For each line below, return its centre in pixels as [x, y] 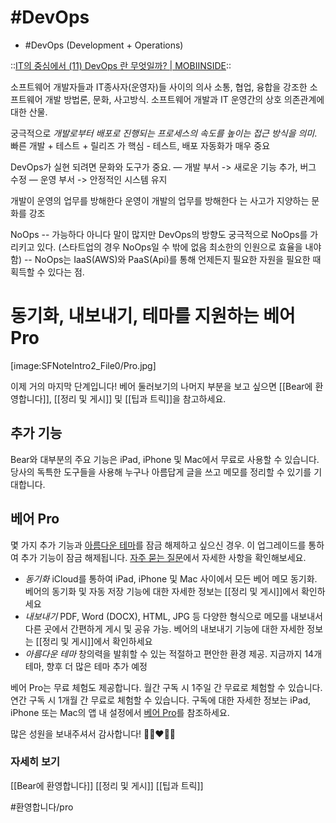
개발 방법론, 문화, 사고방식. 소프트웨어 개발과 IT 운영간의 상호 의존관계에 [184, 99]
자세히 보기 [35, 762]
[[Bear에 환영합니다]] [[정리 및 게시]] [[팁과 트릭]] [107, 785]
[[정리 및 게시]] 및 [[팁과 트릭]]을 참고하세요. [140, 398]
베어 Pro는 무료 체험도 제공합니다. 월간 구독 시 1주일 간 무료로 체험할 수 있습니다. [166, 687]
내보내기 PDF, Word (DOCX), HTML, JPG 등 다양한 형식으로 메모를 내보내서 [173, 616]
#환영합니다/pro [42, 807]
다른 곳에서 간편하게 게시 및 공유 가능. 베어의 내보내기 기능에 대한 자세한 [164, 628]
